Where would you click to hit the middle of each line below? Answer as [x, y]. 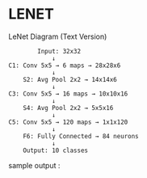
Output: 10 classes [56, 150]
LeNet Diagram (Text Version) [58, 36]
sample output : [34, 165]
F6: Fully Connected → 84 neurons [81, 136]
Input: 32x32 [59, 51]
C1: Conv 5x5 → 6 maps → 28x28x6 [65, 66]
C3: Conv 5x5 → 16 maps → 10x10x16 [68, 94]
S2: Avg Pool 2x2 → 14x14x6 [70, 79]
